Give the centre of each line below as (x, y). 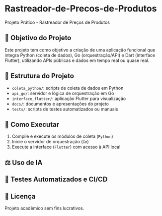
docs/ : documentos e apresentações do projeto (60, 104)
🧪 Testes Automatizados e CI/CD (56, 180)
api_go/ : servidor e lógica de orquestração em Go (63, 93)
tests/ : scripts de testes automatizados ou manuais (65, 109)
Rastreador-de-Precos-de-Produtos (81, 9)
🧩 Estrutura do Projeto (39, 76)
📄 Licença (20, 196)
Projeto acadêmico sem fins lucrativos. (44, 208)
